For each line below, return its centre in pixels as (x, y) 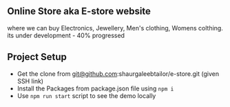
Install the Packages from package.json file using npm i (95, 88)
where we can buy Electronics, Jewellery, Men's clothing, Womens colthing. (115, 28)
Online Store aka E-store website (79, 11)
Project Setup (37, 57)
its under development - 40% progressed (66, 35)
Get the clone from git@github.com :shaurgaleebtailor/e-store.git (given (118, 74)
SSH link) (30, 81)
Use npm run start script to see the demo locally (86, 95)
